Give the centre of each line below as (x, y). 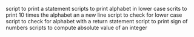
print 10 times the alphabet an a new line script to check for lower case (94, 15)
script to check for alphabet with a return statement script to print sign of (97, 21)
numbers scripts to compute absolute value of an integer (77, 27)
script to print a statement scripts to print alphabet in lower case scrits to (96, 9)
